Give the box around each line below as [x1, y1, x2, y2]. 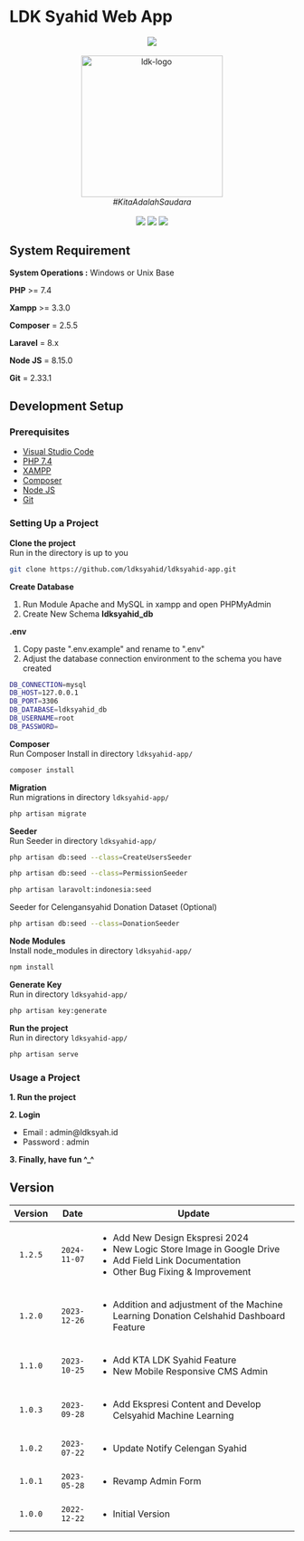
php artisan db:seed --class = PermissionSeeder [9, 869, 188, 878]
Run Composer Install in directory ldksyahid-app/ [9, 748, 193, 759]
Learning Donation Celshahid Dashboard [112, 1309, 286, 1322]
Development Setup [9, 398, 124, 414]
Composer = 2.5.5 [9, 320, 79, 330]
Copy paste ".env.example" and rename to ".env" [22, 643, 205, 654]
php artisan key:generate [9, 1006, 107, 1015]
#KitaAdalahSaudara [112, 196, 192, 207]
